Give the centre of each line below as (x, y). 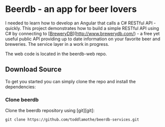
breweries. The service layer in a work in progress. (57, 44)
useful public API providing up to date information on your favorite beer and (83, 39)
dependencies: (20, 87)
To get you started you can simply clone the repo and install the (71, 81)
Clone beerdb (22, 100)
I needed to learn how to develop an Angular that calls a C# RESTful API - (81, 23)
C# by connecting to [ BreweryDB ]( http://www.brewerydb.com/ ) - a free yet (82, 33)
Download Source (33, 69)
